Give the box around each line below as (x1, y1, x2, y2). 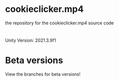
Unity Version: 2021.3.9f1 (5, 37, 56, 43)
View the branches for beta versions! (5, 71, 81, 78)
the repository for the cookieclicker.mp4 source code (5, 20, 114, 26)
